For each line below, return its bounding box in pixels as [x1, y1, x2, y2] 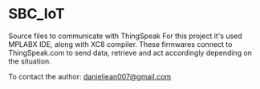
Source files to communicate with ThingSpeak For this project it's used [8, 31, 242, 41]
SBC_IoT [8, 5, 66, 23]
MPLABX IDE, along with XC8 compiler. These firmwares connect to [8, 39, 233, 48]
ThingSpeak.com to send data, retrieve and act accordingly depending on [8, 48, 253, 57]
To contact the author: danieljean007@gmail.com [8, 72, 172, 81]
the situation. [8, 56, 52, 66]
